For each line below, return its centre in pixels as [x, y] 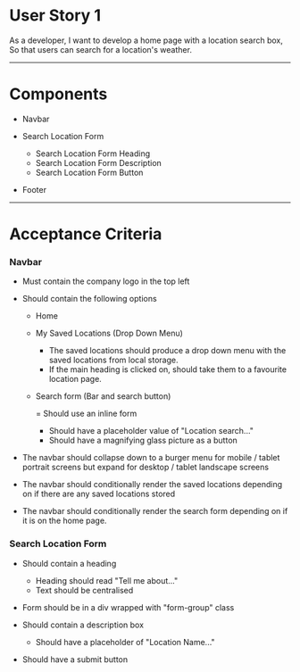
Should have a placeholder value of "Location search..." [151, 431]
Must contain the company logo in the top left [106, 281]
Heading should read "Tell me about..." [107, 580]
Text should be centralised [84, 590]
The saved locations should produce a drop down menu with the [167, 351]
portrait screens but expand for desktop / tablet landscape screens [146, 467]
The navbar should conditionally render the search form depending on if [155, 511]
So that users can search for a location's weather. [100, 49]
